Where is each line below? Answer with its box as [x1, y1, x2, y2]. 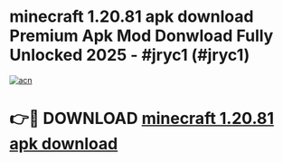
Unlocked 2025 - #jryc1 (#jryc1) [9, 45, 250, 65]
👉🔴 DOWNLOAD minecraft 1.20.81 [9, 109, 274, 129]
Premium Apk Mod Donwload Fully [9, 25, 274, 46]
